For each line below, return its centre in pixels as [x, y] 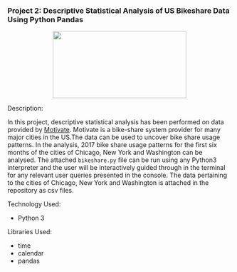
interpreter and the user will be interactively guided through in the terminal [116, 168]
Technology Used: [34, 204]
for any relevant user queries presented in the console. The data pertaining [117, 175]
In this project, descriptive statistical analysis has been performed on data [116, 122]
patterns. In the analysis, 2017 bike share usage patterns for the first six [112, 145]
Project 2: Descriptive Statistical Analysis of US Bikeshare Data [118, 11]
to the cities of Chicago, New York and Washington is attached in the [108, 183]
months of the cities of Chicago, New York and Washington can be [105, 153]
